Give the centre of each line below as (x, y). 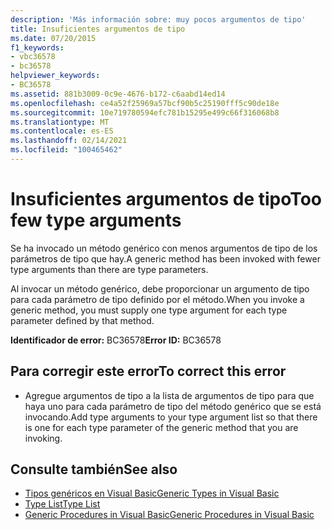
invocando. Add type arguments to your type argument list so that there (171, 417)
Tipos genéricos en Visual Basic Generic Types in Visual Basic (152, 493)
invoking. (43, 438)
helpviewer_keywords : (55, 76)
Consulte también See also (94, 469)
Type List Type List (62, 504)
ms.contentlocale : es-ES (62, 131)
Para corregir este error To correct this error (148, 371)
